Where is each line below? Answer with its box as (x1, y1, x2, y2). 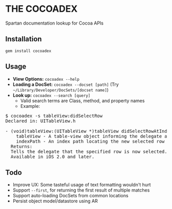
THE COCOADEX (5, 3, 78, 15)
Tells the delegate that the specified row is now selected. (10, 149, 167, 154)
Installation (5, 35, 42, 43)
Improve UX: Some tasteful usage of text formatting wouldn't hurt (12, 182, 151, 188)
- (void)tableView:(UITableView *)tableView (5, 128, 119, 134)
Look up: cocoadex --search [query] (12, 92, 91, 98)
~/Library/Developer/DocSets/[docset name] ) (12, 86, 109, 92)
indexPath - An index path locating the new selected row (16, 138, 165, 144)
